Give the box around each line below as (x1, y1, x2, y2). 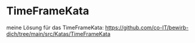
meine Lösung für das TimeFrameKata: (6, 24, 104, 31)
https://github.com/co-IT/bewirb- (105, 24, 189, 31)
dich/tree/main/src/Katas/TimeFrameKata (6, 30, 111, 37)
